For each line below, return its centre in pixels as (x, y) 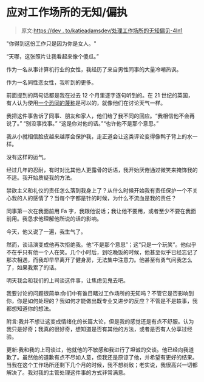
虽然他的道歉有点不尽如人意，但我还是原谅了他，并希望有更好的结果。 (110, 357)
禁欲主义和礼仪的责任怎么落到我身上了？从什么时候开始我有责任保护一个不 (99, 190)
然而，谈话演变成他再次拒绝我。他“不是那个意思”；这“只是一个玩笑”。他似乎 (101, 244)
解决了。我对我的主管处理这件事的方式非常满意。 (67, 372)
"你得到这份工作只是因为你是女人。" (52, 43)
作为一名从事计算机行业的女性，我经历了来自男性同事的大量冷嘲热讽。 (94, 69)
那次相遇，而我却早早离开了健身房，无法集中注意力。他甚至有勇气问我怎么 (99, 260)
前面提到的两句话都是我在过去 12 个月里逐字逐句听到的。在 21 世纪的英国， (100, 95)
